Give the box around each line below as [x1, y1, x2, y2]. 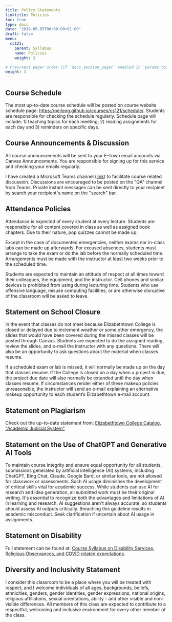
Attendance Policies [5, 205, 71, 213]
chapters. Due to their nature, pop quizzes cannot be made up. [5, 229, 138, 235]
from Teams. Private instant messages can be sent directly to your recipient [5, 184, 165, 190]
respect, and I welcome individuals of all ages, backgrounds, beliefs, [5, 584, 150, 591]
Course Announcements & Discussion [5, 139, 130, 148]
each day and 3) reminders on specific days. [5, 124, 100, 130]
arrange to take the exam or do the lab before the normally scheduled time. [5, 250, 164, 256]
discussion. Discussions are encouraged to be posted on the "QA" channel [5, 178, 163, 185]
